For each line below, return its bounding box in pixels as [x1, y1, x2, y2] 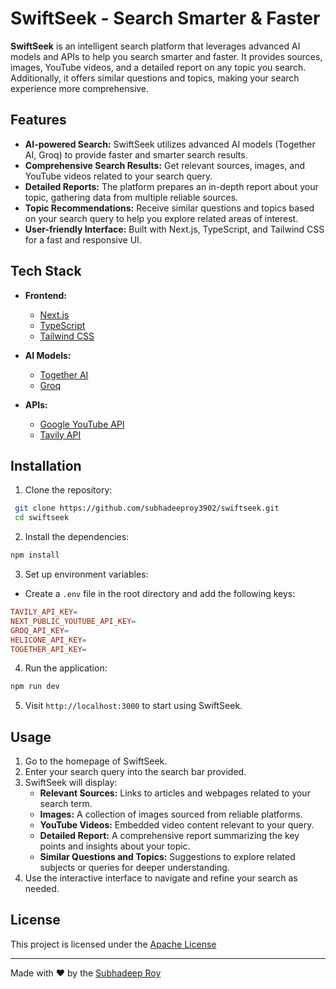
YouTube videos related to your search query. [24, 170, 213, 182]
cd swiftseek [14, 513, 70, 523]
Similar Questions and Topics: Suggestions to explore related [39, 851, 296, 863]
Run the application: [24, 662, 108, 674]
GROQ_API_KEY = [10, 625, 70, 636]
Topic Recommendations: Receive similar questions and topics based [24, 202, 315, 214]
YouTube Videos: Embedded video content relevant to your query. [39, 819, 315, 831]
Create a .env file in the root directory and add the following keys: [24, 588, 296, 599]
